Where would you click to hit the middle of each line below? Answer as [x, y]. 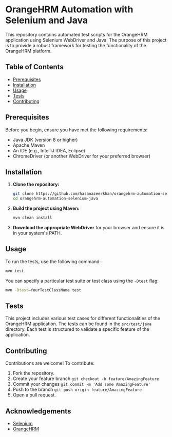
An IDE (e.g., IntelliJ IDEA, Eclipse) [49, 150]
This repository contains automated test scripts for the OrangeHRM [77, 34]
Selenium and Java [47, 20]
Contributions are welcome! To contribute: [50, 363]
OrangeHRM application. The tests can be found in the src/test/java [79, 324]
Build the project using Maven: [46, 208]
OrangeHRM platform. [28, 51]
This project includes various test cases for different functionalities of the [83, 319]
